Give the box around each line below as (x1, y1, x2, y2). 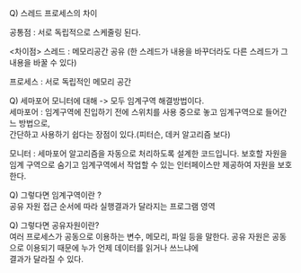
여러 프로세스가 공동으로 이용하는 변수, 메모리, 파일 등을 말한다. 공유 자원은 (9, 232, 270, 242)
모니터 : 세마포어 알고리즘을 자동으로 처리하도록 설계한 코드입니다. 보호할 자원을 (9, 148, 288, 159)
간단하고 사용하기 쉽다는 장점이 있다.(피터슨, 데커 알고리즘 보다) (9, 129, 231, 139)
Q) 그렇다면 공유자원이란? (9, 220, 100, 231)
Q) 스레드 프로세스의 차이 (9, 8, 98, 18)
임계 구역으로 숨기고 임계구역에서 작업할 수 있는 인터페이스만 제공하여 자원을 (9, 160, 276, 170)
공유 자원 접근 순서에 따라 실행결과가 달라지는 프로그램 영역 (9, 201, 216, 211)
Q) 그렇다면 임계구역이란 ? (9, 189, 102, 200)
